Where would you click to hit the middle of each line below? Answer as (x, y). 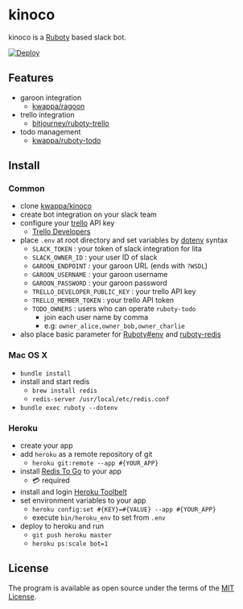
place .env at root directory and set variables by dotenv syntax (124, 240)
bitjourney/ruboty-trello (71, 123)
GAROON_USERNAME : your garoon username (100, 275)
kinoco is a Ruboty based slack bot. (67, 37)
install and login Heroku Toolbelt (73, 492)
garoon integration (51, 97)
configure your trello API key (67, 223)
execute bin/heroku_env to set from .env (99, 518)
